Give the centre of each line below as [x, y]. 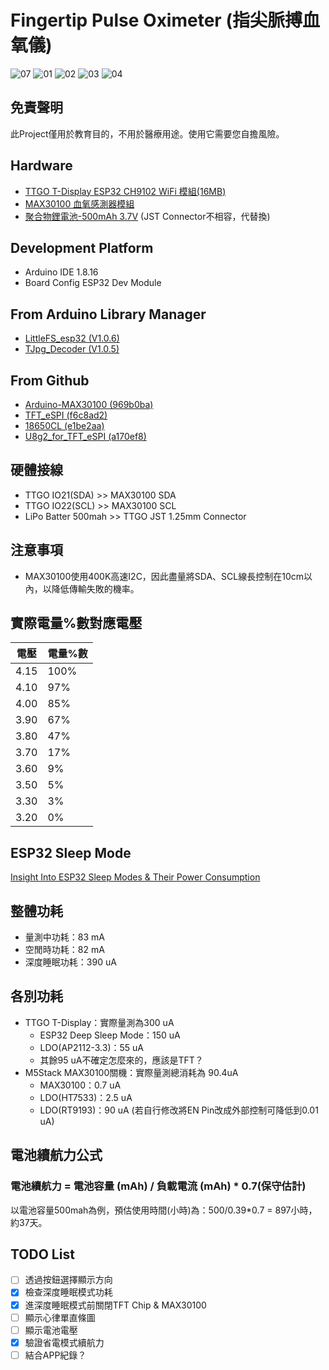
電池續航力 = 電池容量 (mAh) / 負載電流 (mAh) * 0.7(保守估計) [158, 1186]
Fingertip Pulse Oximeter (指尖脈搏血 [165, 20]
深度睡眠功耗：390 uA [70, 962]
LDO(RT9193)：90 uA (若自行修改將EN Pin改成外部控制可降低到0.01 [179, 1110]
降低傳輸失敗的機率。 [95, 588]
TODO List [42, 1254]
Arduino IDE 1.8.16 [61, 272]
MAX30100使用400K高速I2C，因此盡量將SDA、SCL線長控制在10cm [164, 576]
